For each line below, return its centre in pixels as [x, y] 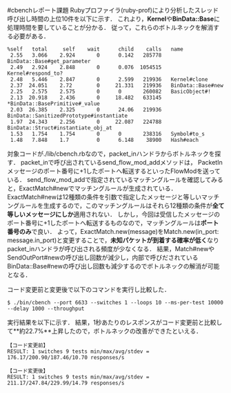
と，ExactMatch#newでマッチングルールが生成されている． [92, 188]
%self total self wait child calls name [96, 49]
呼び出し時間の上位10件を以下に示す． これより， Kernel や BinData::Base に [114, 19]
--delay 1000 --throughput [46, 309]
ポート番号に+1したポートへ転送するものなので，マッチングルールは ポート [113, 223]
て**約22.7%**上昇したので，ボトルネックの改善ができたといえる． [104, 331]
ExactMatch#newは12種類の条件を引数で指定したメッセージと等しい [104, 197]
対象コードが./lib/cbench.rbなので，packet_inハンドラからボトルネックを [111, 154]
